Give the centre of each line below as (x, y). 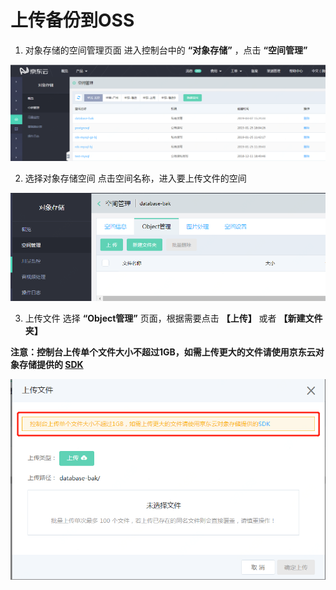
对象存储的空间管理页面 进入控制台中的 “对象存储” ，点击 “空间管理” (166, 50)
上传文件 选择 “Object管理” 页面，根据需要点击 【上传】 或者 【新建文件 (173, 318)
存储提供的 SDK (51, 364)
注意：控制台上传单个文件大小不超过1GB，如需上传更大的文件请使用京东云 (163, 352)
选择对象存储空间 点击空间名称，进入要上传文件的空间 (135, 178)
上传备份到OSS (72, 20)
